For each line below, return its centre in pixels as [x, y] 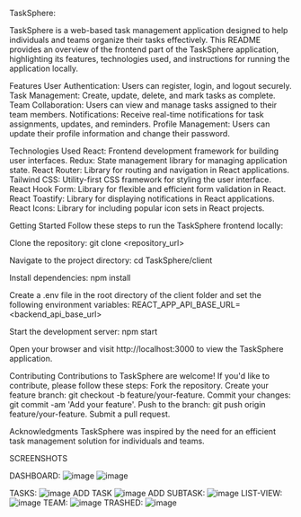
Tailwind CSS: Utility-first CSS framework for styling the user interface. [141, 180]
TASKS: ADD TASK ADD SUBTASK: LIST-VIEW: [146, 493]
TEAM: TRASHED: [93, 503]
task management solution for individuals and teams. [107, 441]
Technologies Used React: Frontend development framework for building [144, 151]
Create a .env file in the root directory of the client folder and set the [136, 295]
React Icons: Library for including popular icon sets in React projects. [137, 208]
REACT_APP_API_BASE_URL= [186, 305]
